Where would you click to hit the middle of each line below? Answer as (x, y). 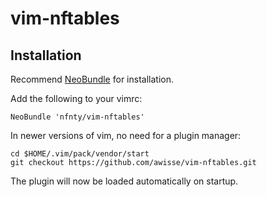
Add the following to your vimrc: (76, 98)
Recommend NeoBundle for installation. (92, 79)
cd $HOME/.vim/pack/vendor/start (80, 154)
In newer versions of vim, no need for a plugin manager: (126, 135)
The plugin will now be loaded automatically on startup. (124, 181)
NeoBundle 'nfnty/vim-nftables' (77, 117)
